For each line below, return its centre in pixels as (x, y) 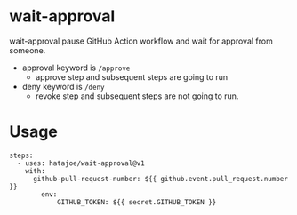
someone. (28, 50)
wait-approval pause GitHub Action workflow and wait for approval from (141, 41)
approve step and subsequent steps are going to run (132, 76)
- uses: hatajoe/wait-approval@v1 (81, 163)
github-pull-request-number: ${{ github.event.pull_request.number (161, 179)
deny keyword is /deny (63, 86)
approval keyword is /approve (76, 68)
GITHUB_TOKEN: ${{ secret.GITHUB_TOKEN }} (136, 202)
